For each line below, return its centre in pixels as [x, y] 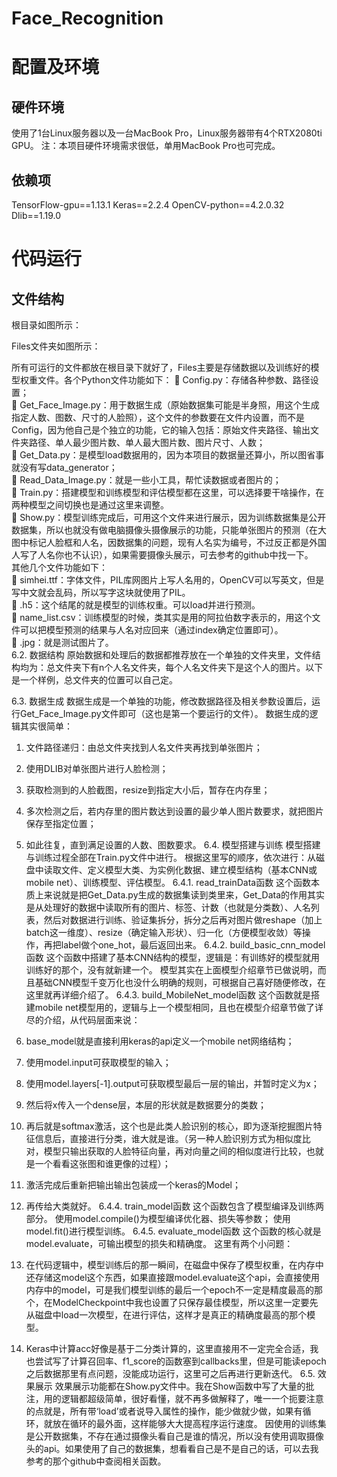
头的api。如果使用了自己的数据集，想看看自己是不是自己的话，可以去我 [172, 1448]
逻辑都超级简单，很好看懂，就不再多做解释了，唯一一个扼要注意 [192, 1398]
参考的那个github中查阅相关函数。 [96, 1461]
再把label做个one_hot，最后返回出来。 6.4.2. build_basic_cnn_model [184, 945]
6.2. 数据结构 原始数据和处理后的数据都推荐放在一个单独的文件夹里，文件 [162, 655]
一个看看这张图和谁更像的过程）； [102, 1163]
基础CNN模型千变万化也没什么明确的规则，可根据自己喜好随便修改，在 [180, 982]
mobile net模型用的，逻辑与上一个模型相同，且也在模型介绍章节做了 [174, 1007]
